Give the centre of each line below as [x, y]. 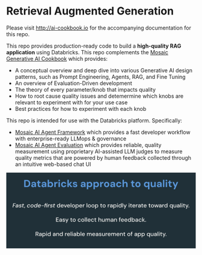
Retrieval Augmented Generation [90, 11]
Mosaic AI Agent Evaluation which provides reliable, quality [88, 145]
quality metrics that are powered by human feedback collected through [103, 157]
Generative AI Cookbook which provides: [57, 58]
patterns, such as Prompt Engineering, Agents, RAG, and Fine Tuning [100, 77]
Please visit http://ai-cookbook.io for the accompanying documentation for [99, 28]
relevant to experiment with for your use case [71, 102]
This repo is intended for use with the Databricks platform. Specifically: [94, 120]
